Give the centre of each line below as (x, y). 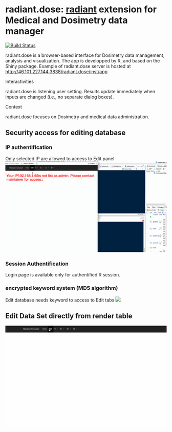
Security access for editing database (66, 133)
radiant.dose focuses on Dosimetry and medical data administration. (77, 117)
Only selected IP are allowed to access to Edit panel (60, 158)
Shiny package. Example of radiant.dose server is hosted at (68, 66)
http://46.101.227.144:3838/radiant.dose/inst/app (57, 71)
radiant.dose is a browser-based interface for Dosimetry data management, (85, 55)
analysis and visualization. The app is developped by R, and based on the (83, 60)
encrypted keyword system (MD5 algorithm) (62, 288)
